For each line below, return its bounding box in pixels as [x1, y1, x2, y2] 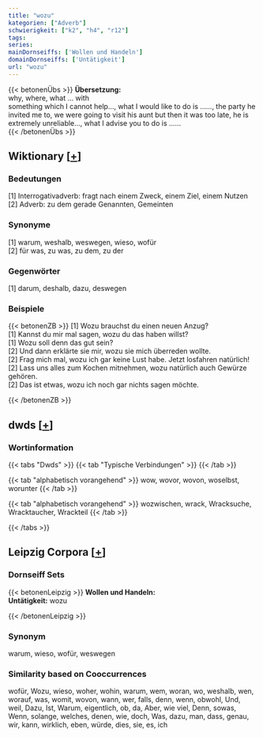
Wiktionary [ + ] [8, 149, 81, 163]
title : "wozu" [8, 11, 55, 20]
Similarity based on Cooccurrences [8, 668, 147, 679]
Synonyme [8, 219, 51, 230]
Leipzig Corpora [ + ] [8, 546, 107, 559]
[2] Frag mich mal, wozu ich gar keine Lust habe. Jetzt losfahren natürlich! [8, 355, 250, 365]
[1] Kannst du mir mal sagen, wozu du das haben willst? [8, 330, 189, 339]
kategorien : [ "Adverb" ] [8, 19, 87, 27]
